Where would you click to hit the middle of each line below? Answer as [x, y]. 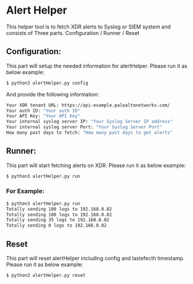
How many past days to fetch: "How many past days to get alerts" [89, 133]
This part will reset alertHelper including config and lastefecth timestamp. [95, 259]
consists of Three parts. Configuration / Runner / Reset [73, 33]
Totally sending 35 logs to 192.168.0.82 [58, 220]
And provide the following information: [53, 94]
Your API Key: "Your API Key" [43, 116]
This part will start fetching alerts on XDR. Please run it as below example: [96, 165]
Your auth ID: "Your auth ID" [43, 111]
